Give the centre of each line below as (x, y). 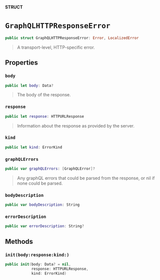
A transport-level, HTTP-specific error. (56, 47)
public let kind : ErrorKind (34, 147)
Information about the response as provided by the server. (76, 126)
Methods (19, 241)
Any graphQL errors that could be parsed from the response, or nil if (86, 178)
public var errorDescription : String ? (45, 226)
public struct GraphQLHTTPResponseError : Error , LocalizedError (72, 38)
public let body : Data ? (29, 86)
